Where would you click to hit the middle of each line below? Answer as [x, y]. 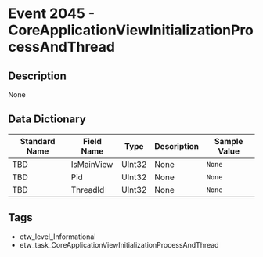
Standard [38, 141]
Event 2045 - [52, 14]
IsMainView [92, 164]
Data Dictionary [47, 119]
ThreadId [88, 190]
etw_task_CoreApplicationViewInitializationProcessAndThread [119, 244]
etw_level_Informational [58, 237]
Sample [229, 141]
